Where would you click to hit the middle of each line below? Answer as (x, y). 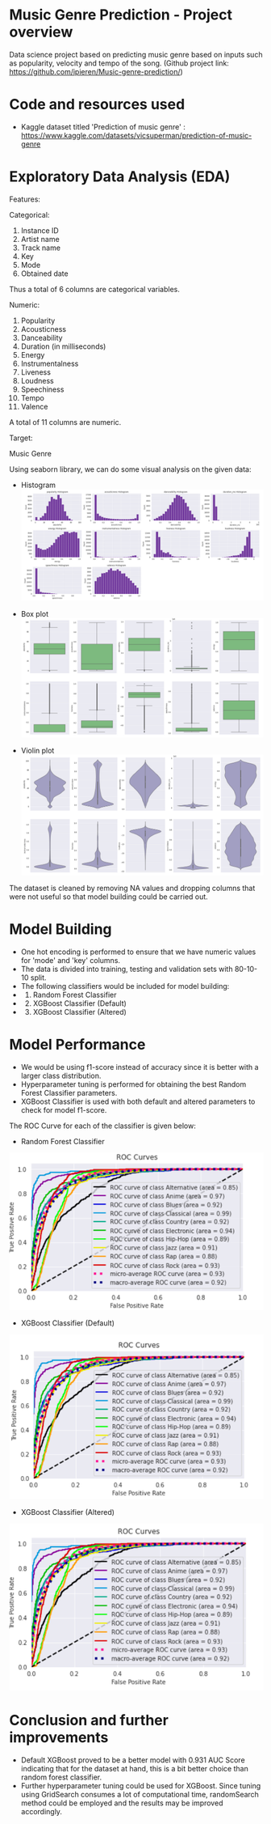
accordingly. (42, 1812)
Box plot (35, 614)
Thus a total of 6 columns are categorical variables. (95, 289)
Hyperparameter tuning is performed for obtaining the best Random (133, 1084)
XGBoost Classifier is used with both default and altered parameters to (138, 1101)
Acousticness (44, 329)
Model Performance (77, 1045)
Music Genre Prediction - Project (121, 15)
